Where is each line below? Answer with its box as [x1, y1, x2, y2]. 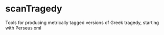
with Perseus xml [5, 24, 42, 30]
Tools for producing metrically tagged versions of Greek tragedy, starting [5, 19, 159, 25]
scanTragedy [5, 3, 62, 14]
